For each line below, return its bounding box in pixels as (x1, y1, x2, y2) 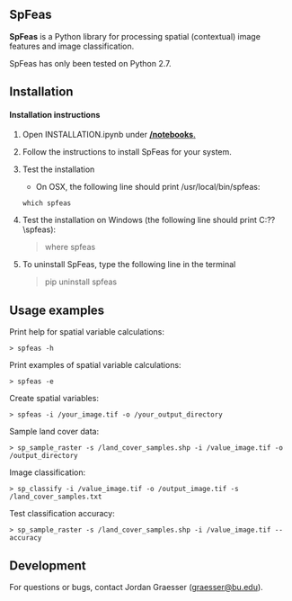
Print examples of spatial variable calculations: (9, 360, 181, 371)
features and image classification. (9, 40, 135, 51)
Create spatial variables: (9, 393, 99, 404)
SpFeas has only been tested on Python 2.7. (9, 58, 173, 68)
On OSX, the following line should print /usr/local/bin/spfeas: (35, 182, 261, 193)
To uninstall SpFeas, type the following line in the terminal (22, 259, 236, 270)
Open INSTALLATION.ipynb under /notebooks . (22, 130, 196, 140)
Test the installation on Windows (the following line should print (22, 215, 258, 226)
